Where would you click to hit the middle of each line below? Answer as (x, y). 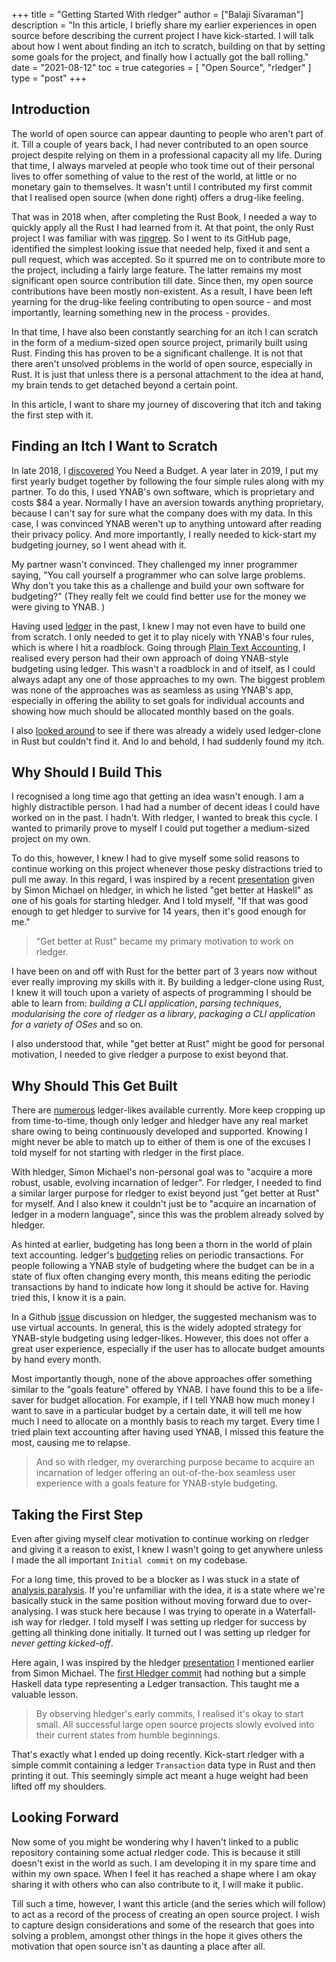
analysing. (32, 1611)
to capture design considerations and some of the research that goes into (163, 1925)
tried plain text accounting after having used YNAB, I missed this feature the (167, 1432)
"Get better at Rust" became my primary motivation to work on (164, 941)
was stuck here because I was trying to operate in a (167, 1611)
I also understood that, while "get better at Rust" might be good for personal (168, 1044)
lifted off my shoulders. (59, 1786)
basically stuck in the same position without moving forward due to (149, 1601)
